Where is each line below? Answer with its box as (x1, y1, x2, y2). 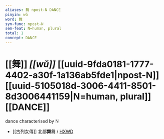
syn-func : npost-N (5, 21, 44, 27)
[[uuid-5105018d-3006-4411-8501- (5, 80, 156, 92)
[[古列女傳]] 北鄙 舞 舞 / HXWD (12, 128, 74, 134)
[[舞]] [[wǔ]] (5, 59, 56, 70)
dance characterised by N (5, 118, 59, 124)
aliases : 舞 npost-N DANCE (5, 7, 61, 13)
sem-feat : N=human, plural (5, 26, 62, 31)
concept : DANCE (5, 36, 37, 41)
